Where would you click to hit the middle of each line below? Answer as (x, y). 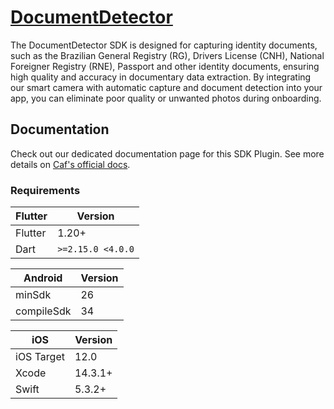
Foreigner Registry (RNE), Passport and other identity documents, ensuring (165, 66)
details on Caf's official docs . (70, 164)
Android (43, 278)
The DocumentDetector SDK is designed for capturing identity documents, (164, 45)
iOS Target (40, 357)
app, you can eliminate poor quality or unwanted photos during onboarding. (166, 98)
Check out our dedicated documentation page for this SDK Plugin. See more (167, 153)
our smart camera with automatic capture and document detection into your (166, 87)
